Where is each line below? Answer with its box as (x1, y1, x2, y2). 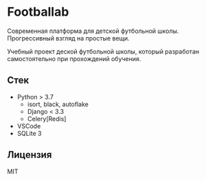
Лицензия (7, 149, 52, 161)
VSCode (16, 121, 41, 130)
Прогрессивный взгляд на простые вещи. (7, 34, 130, 42)
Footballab (7, 4, 69, 20)
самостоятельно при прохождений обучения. (7, 54, 141, 62)
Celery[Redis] (27, 114, 67, 123)
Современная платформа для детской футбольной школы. (7, 27, 179, 35)
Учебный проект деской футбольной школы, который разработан (7, 47, 199, 56)
